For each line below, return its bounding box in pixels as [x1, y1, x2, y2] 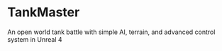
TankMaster [7, 4, 80, 21]
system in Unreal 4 [7, 35, 62, 43]
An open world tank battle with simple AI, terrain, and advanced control [7, 28, 216, 36]
